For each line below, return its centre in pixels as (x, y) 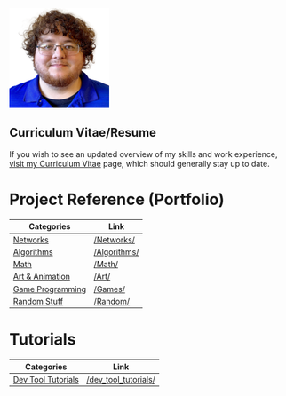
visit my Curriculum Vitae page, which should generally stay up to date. (140, 163)
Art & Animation (42, 277)
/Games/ (110, 289)
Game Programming (50, 289)
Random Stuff (38, 301)
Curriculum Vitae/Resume (83, 133)
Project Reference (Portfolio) (117, 200)
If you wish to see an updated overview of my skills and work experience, (143, 154)
